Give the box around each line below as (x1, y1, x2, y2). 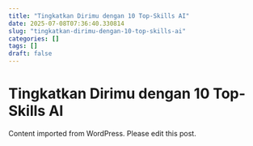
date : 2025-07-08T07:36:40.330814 (8, 19, 125, 28)
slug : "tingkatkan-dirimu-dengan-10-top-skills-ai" (8, 27, 186, 35)
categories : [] (8, 34, 60, 43)
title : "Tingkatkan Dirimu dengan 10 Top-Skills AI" (8, 11, 190, 20)
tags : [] (8, 42, 38, 50)
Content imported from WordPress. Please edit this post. (8, 128, 196, 138)
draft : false (8, 49, 53, 58)
